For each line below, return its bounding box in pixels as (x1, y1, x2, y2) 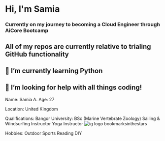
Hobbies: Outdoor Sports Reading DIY (5, 130, 82, 136)
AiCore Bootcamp (5, 27, 48, 34)
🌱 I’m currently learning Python (5, 66, 103, 75)
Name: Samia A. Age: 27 (5, 96, 55, 102)
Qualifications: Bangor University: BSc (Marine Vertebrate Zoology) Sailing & (5, 115, 160, 121)
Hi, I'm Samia (5, 3, 60, 15)
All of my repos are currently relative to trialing (5, 42, 151, 51)
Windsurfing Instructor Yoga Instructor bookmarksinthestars (5, 120, 147, 126)
